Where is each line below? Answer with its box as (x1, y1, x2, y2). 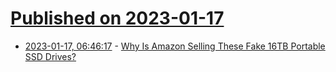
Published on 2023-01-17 (10, 7, 225, 30)
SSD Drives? (24, 50, 77, 62)
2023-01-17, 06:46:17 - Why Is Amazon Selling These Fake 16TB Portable (24, 40, 326, 52)
